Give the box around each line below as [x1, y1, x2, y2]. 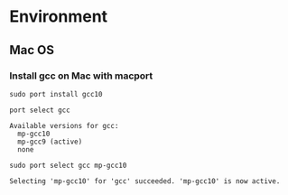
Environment [9, 6, 108, 27]
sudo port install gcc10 [9, 89, 103, 98]
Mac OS [9, 42, 55, 58]
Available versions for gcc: [9, 121, 119, 130]
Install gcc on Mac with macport [9, 70, 153, 82]
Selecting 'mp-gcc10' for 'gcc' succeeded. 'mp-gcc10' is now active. [9, 176, 281, 186]
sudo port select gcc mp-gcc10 [9, 161, 127, 170]
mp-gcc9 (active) [17, 137, 83, 146]
